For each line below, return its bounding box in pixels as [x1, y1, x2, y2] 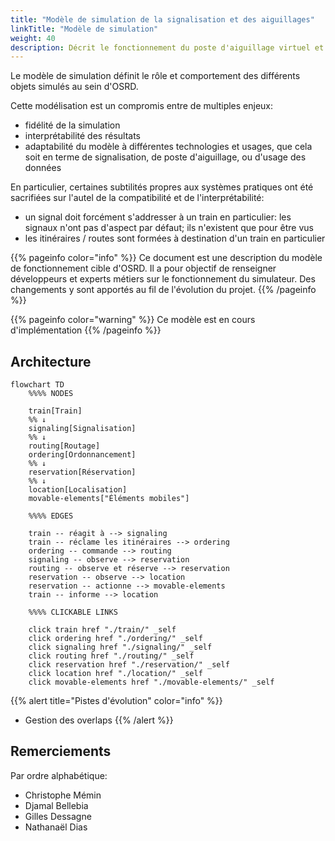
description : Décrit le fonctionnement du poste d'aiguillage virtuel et [10, 42, 325, 53]
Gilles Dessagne [24, 810, 92, 822]
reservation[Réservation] [28, 467, 137, 478]
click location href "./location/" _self [28, 669, 203, 679]
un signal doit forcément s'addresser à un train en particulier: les [24, 211, 292, 223]
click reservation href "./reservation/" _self [28, 660, 230, 670]
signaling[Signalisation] [28, 424, 137, 434]
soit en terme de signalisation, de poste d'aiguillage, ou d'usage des [24, 151, 307, 163]
